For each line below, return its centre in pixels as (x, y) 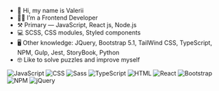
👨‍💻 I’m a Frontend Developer (57, 18)
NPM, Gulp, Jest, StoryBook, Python (68, 52)
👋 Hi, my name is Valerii (50, 11)
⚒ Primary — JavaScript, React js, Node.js (77, 25)
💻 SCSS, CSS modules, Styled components (79, 33)
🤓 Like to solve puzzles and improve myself (78, 60)
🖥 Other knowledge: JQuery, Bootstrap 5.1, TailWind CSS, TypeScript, (114, 43)
